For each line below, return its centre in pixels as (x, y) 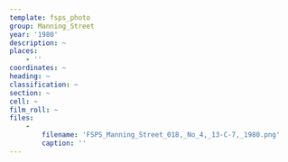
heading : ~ (30, 76)
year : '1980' (34, 34)
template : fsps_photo (50, 18)
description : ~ (38, 43)
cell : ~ (24, 101)
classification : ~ (44, 85)
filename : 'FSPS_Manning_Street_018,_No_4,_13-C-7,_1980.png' (161, 135)
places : (24, 51)
